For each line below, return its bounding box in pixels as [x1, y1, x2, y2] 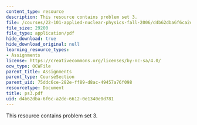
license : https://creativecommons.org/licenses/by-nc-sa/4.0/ [6, 58, 161, 63]
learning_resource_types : [6, 47, 69, 53]
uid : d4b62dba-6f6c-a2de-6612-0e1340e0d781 [6, 96, 114, 102]
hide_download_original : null [6, 42, 80, 48]
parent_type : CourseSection [6, 74, 75, 80]
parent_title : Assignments [6, 69, 72, 75]
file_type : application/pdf [6, 31, 75, 36]
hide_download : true [6, 36, 57, 42]
